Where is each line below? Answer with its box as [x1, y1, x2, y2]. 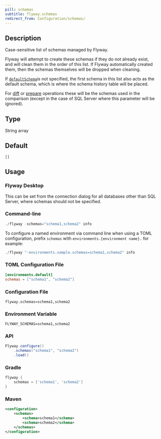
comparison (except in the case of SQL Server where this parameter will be [5, 95, 155, 102]
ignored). [5, 101, 23, 107]
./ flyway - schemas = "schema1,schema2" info [5, 221, 92, 226]
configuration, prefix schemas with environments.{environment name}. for [5, 235, 149, 241]
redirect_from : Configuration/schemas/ [5, 16, 86, 21]
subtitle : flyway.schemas [5, 12, 57, 16]
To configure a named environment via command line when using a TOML [5, 230, 152, 236]
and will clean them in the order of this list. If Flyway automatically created [5, 62, 153, 67]
